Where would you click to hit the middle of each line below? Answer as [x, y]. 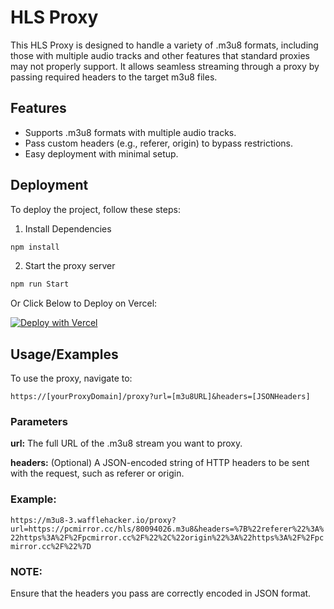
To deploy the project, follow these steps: [95, 209]
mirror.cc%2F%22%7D [51, 546]
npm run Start [40, 284]
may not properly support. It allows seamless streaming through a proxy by [165, 66]
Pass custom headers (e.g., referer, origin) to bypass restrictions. [158, 143]
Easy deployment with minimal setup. [101, 153]
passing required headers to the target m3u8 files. [114, 77]
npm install [35, 247]
